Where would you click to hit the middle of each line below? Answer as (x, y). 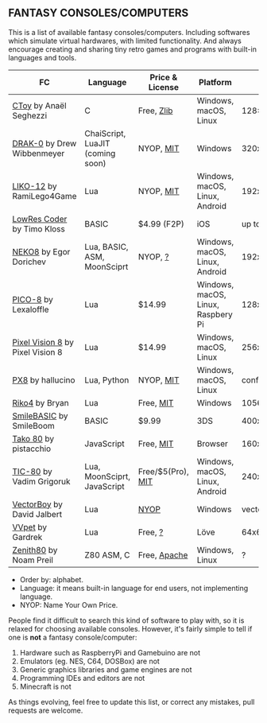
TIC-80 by (33, 471)
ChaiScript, (105, 133)
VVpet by (30, 527)
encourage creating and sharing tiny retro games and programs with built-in (132, 49)
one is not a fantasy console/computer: (73, 637)
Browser (213, 443)
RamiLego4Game (44, 196)
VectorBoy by (38, 504)
